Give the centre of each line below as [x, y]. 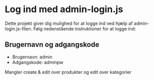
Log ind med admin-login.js [64, 9]
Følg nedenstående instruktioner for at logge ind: [85, 28]
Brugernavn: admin [32, 57]
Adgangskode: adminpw [38, 62]
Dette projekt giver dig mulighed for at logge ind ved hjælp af [69, 23]
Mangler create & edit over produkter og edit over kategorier [68, 72]
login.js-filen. [19, 28]
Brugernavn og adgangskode [52, 45]
